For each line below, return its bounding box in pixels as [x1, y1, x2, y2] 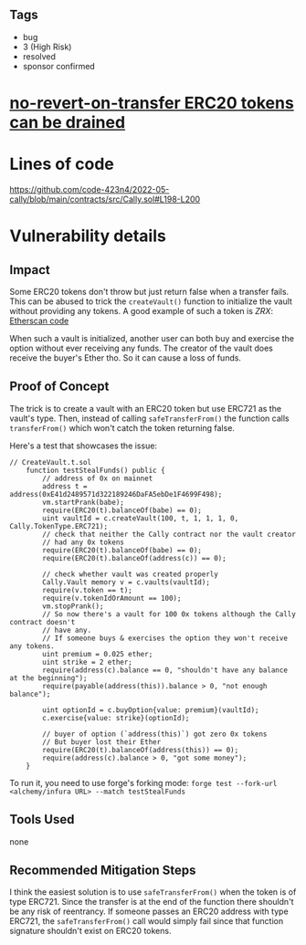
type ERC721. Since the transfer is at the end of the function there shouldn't [9, 897, 294, 908]
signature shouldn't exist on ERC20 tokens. [9, 926, 172, 937]
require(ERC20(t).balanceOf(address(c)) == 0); [42, 553, 227, 562]
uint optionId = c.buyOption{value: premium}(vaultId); [42, 705, 259, 715]
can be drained [9, 112, 126, 132]
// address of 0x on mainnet [42, 474, 153, 483]
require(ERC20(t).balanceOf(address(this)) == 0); [42, 745, 239, 754]
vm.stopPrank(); [42, 602, 104, 611]
